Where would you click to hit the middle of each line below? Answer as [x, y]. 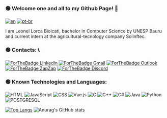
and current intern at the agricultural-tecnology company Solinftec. [76, 36]
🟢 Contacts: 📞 [22, 50]
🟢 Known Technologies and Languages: [56, 82]
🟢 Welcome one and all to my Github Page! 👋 [62, 8]
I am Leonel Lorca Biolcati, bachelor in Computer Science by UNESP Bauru [83, 31]
